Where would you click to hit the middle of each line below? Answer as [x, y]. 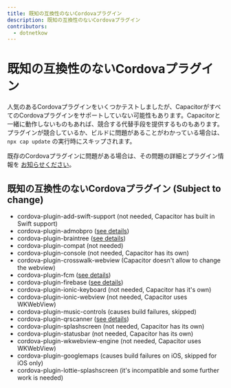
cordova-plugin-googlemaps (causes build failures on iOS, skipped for [117, 356]
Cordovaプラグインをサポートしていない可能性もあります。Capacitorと [120, 115]
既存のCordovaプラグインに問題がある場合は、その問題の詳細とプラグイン [113, 156]
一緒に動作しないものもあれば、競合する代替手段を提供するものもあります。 [115, 124]
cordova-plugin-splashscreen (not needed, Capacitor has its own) [111, 326]
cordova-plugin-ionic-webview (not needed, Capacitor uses [102, 297]
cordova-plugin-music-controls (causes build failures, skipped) [107, 312]
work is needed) [40, 378]
